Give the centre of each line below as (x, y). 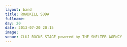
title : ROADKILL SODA (27, 14)
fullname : (15, 19)
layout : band (18, 10)
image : (12, 32)
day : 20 (13, 23)
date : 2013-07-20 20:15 (30, 28)
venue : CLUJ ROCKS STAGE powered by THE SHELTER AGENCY (63, 37)
